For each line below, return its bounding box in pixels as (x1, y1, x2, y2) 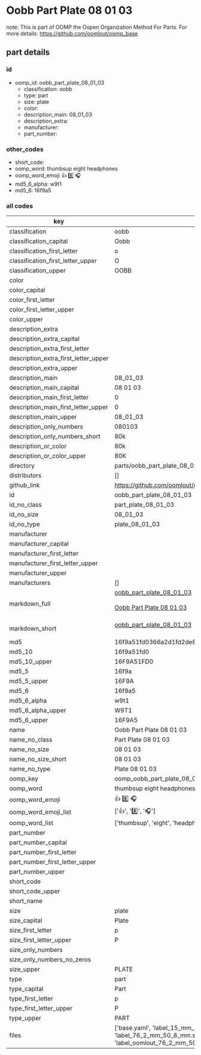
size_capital (9, 916, 42, 925)
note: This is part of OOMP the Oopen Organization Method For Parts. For (6, 23, 187, 31)
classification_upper (9, 267, 66, 275)
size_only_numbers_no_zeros (9, 955, 92, 964)
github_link (9, 481, 40, 489)
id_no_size (9, 510, 39, 519)
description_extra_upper (9, 364, 78, 372)
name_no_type (9, 765, 51, 773)
